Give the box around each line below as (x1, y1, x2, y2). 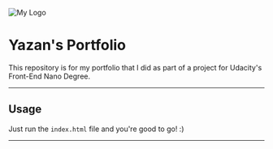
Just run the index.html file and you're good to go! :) (8, 124, 184, 134)
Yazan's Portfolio (8, 36, 127, 54)
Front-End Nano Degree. (8, 71, 91, 81)
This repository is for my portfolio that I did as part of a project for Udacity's (8, 62, 262, 72)
